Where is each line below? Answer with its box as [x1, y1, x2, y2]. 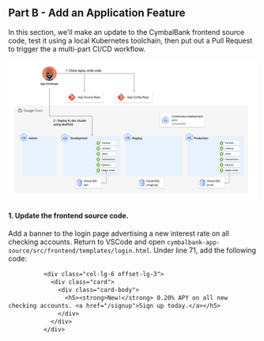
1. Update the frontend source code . [8, 210, 129, 220]
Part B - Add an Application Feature [8, 6, 186, 20]
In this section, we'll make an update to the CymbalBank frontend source [8, 27, 245, 36]
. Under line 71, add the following [149, 245, 257, 255]
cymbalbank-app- [167, 238, 221, 246]
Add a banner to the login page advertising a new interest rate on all [8, 229, 229, 238]
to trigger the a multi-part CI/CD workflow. [8, 44, 146, 54]
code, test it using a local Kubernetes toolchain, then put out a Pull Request [8, 36, 253, 45]
